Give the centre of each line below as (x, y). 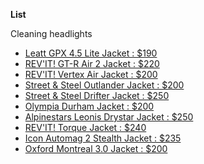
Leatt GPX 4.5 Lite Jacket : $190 (91, 53)
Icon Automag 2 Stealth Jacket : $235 (103, 138)
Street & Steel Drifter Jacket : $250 (97, 95)
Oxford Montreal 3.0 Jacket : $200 (96, 148)
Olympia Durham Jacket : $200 (89, 106)
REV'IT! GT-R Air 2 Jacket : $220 (92, 63)
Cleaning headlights (51, 33)
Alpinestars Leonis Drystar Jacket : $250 (109, 117)
